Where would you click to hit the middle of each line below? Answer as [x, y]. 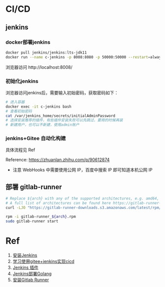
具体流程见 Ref [21, 150]
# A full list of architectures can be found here [58, 203]
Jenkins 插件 [25, 267]
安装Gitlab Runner [31, 280]
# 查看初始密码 [19, 111]
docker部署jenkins [28, 42]
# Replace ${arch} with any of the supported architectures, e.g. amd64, [82, 199]
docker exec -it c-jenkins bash [38, 107]
